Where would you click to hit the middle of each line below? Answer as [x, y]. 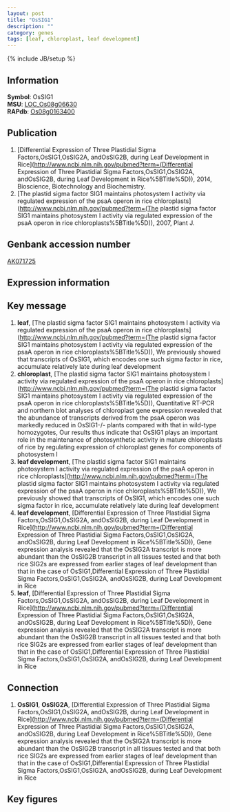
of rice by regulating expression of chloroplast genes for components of [119, 447]
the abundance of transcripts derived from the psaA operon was [108, 418]
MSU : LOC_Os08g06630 [42, 104]
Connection [33, 688]
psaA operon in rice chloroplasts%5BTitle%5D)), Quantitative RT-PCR [116, 403]
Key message [37, 306]
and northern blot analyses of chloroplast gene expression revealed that [119, 410]
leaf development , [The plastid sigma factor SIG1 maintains [102, 461]
